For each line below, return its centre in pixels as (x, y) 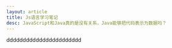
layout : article (27, 12)
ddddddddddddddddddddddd (44, 40)
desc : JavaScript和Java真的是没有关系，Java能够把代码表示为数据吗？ (87, 23)
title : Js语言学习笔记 (32, 17)
